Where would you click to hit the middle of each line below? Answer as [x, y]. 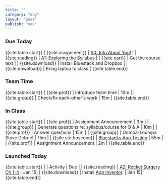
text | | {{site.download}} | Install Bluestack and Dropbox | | [66, 63]
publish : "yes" [21, 24]
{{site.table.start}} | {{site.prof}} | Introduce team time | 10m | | [70, 92]
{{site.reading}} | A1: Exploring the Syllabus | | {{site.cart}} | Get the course [83, 58]
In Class [15, 111]
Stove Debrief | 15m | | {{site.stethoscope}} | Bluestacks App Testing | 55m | [84, 138]
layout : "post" [21, 19]
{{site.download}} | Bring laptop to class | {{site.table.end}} [67, 68]
